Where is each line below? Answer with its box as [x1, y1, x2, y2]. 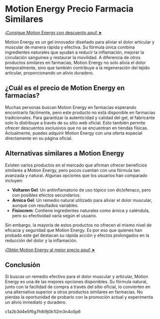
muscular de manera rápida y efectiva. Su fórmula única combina [5, 44, 135, 50]
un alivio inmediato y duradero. [5, 299, 67, 305]
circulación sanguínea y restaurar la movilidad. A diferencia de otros [5, 54, 141, 60]
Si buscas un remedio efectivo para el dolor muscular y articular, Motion [5, 273, 148, 279]
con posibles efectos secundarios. [12, 192, 81, 198]
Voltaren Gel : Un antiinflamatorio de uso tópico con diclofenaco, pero [12, 187, 151, 193]
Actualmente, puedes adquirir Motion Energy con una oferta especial [5, 130, 143, 136]
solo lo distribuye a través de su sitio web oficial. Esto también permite [5, 120, 145, 125]
